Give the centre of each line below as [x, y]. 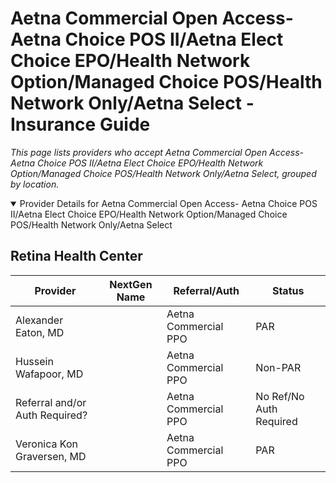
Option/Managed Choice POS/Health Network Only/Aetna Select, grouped [163, 173]
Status [288, 290]
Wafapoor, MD [49, 374]
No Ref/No [280, 396]
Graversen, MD [51, 456]
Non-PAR [278, 367]
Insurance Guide [80, 124]
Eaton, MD [40, 332]
